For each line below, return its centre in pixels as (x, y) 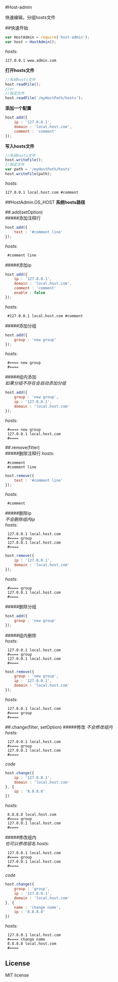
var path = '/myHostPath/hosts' (38, 169)
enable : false (30, 293)
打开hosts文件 (20, 70)
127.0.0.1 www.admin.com (31, 60)
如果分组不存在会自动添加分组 (35, 383)
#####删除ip (18, 513)
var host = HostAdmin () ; (31, 42)
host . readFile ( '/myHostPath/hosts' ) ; (44, 98)
